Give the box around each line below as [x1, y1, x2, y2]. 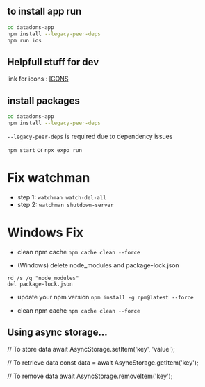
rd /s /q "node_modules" [7, 274, 79, 281]
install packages [7, 94, 80, 106]
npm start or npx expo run [7, 145, 82, 154]
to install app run [7, 6, 82, 17]
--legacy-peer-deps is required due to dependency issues [7, 132, 173, 140]
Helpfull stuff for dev [7, 56, 99, 68]
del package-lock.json [7, 281, 73, 288]
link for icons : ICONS [7, 74, 69, 83]
